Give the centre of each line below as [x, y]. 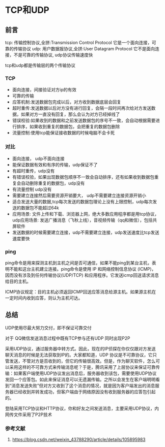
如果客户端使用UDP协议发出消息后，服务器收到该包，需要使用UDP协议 [85, 373]
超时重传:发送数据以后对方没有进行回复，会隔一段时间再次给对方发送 [82, 108]
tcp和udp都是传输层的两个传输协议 [40, 65]
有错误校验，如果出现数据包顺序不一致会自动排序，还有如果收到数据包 [83, 177]
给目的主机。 [18, 281]
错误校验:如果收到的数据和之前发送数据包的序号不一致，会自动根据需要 [84, 121]
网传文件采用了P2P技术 [29, 415]
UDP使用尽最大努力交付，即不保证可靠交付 [48, 327]
